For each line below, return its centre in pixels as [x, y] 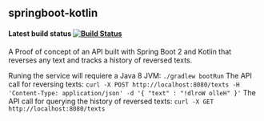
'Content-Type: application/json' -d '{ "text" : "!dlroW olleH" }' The [132, 92]
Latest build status [40, 33]
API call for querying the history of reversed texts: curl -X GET [111, 101]
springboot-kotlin [53, 13]
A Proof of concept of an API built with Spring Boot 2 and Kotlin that [120, 51]
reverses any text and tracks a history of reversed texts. [100, 60]
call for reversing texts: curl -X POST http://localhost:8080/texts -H [124, 84]
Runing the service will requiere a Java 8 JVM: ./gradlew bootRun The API [130, 75]
